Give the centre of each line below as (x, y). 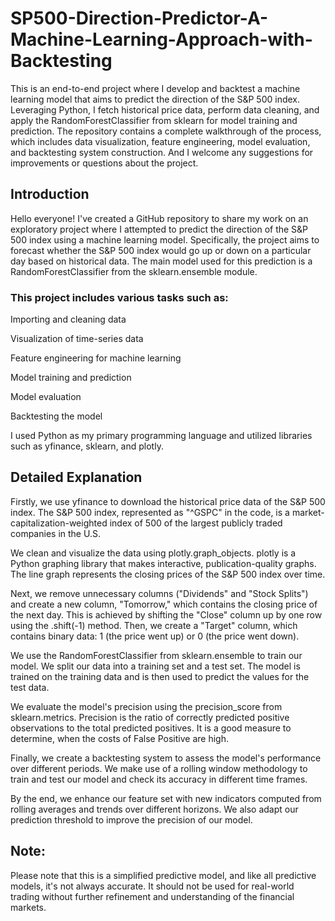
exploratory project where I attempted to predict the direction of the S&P (159, 229)
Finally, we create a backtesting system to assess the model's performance (166, 758)
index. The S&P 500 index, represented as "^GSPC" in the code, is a (150, 512)
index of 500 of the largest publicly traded (196, 523)
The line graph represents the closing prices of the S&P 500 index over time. (168, 574)
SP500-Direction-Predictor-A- (139, 18)
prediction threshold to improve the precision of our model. (131, 819)
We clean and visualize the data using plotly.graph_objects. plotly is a (153, 553)
